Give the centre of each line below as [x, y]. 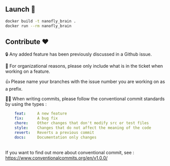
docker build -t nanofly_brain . [41, 21]
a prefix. [14, 89]
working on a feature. [28, 71]
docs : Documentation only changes [55, 137]
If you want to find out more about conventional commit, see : [70, 152]
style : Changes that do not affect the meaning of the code [83, 128]
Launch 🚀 [20, 9]
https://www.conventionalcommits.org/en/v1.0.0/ [56, 158]
